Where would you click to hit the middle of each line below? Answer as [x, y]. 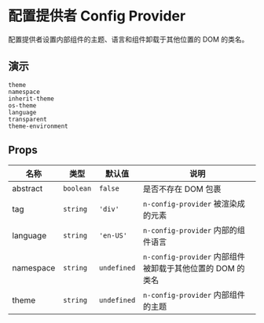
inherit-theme [31, 99]
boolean [77, 188]
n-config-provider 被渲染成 [194, 203]
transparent [27, 119]
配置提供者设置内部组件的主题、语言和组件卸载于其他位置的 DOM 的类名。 [128, 39]
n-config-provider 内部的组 [194, 230]
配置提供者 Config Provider [97, 16]
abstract [27, 188]
